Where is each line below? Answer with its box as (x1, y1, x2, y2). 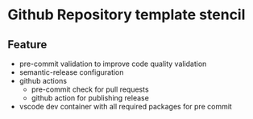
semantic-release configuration (19, 68, 124, 77)
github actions (19, 76, 68, 85)
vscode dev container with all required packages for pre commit (19, 102, 233, 111)
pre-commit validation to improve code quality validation (19, 59, 207, 68)
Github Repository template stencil (7, 6, 246, 24)
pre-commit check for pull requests (31, 84, 150, 94)
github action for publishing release (31, 93, 150, 102)
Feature (7, 38, 48, 51)
